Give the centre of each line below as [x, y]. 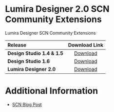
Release [17, 45]
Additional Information [52, 91]
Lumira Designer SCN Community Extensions [50, 33]
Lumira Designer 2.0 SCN [57, 9]
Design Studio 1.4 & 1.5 [35, 53]
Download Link [86, 45]
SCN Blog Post [27, 104]
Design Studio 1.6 [29, 61]
